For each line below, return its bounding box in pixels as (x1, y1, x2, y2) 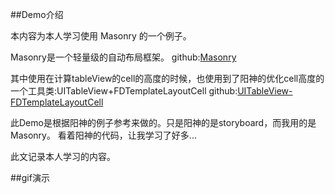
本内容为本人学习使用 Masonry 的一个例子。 (10, 30, 192, 42)
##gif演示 (10, 172, 50, 183)
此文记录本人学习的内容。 (10, 151, 116, 162)
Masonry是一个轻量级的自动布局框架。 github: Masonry (10, 51, 237, 63)
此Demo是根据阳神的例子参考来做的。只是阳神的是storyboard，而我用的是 (10, 117, 317, 128)
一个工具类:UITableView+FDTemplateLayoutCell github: (10, 85, 238, 97)
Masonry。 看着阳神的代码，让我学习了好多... (10, 129, 197, 141)
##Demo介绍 (10, 9, 64, 20)
